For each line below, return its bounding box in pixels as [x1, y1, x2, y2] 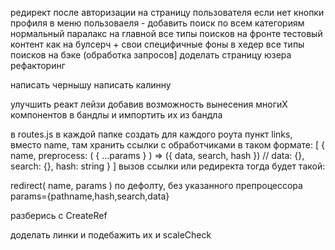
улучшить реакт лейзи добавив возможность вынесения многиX [10, 98, 288, 110]
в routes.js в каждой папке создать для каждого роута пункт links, [10, 128, 293, 140]
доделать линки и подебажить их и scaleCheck [10, 229, 212, 241]
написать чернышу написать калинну [10, 79, 172, 91]
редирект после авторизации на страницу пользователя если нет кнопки [10, 7, 325, 18]
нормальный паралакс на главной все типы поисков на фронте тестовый [10, 28, 323, 39]
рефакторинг [10, 60, 66, 71]
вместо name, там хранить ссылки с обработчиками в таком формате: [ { [10, 139, 326, 151]
